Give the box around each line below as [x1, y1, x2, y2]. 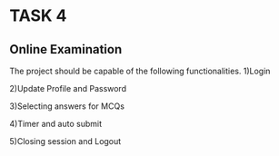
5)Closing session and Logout [9, 136, 122, 146]
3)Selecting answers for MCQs [9, 101, 125, 112]
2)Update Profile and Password [9, 83, 127, 93]
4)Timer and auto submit [9, 119, 103, 129]
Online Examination [9, 42, 123, 57]
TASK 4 [9, 5, 67, 26]
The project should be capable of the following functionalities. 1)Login [9, 65, 271, 76]
